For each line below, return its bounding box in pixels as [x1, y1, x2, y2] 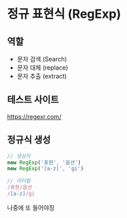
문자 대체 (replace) [16, 64, 68, 72]
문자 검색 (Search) [16, 55, 67, 63]
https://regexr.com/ [7, 112, 61, 120]
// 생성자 [7, 152, 31, 159]
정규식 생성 [7, 134, 51, 146]
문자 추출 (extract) [16, 72, 67, 80]
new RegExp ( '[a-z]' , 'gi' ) [7, 165, 84, 172]
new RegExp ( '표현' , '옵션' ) [7, 159, 81, 166]
